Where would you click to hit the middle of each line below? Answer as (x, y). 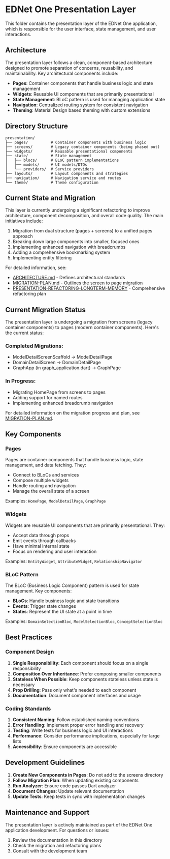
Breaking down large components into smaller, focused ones (76, 242)
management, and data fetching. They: (46, 465)
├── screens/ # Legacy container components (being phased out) (82, 147)
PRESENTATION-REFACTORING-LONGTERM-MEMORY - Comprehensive (89, 288)
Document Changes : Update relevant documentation (68, 791)
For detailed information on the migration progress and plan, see (73, 412)
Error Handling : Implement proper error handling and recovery (78, 725)
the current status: (25, 333)
